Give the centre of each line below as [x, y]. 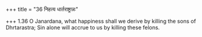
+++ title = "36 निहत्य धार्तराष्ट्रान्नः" [42, 9]
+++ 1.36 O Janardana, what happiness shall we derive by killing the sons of [101, 21]
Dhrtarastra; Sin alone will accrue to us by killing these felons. [83, 27]
